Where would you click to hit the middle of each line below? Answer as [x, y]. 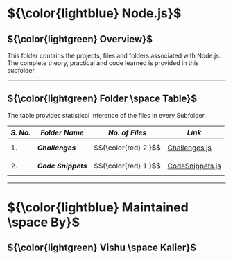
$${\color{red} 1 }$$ [127, 166]
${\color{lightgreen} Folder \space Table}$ [102, 99]
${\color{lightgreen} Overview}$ [80, 39]
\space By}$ [44, 222]
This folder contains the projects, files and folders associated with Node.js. [114, 55]
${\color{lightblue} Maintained [98, 207]
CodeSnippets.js [194, 166]
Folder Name [62, 132]
